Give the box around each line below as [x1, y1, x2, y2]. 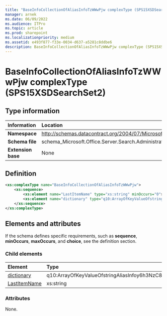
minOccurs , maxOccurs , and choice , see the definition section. [5, 238, 137, 244]
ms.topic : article [5, 26, 43, 31]
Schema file [7, 138, 37, 145]
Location [41, 122, 63, 129]
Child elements [5, 250, 43, 257]
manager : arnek [5, 12, 37, 17]
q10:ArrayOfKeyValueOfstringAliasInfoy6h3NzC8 [46, 272, 163, 279]
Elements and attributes [5, 220, 81, 228]
